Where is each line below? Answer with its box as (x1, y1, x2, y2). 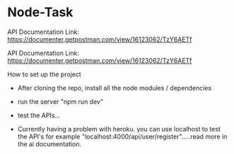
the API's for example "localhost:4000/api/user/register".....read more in (17, 132, 228, 141)
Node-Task (7, 4, 74, 20)
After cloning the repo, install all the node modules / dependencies (17, 83, 212, 92)
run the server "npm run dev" (17, 97, 104, 106)
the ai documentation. (17, 139, 82, 148)
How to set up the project (7, 70, 81, 78)
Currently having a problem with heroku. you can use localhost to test (17, 124, 221, 133)
